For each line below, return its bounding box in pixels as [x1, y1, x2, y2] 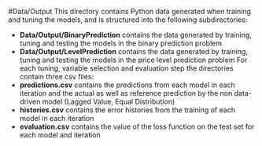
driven [19, 97, 41, 106]
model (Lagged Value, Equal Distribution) [42, 97, 175, 106]
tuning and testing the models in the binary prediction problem [19, 38, 223, 48]
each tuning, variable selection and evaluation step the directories [19, 64, 234, 73]
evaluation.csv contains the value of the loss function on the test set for [19, 122, 255, 131]
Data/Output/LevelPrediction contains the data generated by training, [19, 47, 248, 56]
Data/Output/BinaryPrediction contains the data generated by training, [19, 31, 252, 39]
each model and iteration [19, 130, 101, 140]
